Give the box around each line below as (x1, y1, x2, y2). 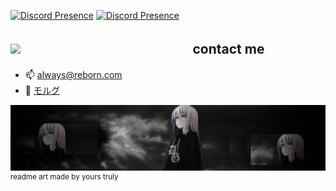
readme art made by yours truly (10, 172, 119, 182)
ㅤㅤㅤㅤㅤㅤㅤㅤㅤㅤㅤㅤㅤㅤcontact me (23, 41, 265, 58)
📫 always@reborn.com (24, 68, 123, 80)
